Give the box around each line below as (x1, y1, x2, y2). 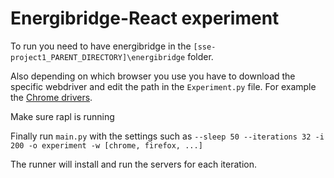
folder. (187, 50, 214, 62)
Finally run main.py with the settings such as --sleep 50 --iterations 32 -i (10, 130, 325, 142)
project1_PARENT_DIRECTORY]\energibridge (10, 52, 186, 62)
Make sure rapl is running (10, 110, 115, 122)
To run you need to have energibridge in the (10, 40, 192, 52)
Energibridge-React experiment (10, 7, 280, 30)
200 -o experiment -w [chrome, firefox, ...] (10, 140, 203, 151)
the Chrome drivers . (10, 91, 93, 103)
